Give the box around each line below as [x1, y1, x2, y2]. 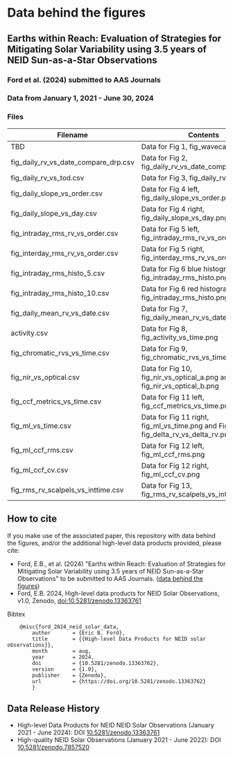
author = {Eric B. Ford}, [32, 629, 126, 636]
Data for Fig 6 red [141, 284, 199, 293]
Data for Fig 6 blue [141, 264, 202, 273]
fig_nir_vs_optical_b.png [141, 381, 220, 390]
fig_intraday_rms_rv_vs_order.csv [10, 228, 119, 238]
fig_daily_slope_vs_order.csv [10, 189, 103, 198]
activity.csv [10, 328, 49, 338]
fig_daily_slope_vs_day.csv [10, 208, 97, 218]
